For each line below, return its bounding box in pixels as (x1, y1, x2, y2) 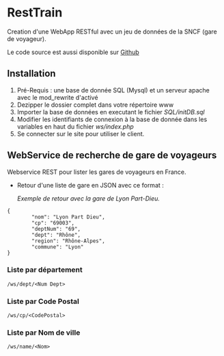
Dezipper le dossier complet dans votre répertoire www (16, 101, 174, 109)
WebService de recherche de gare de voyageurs (7, 149, 217, 162)
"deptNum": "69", (31, 225, 81, 232)
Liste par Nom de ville (7, 328, 81, 338)
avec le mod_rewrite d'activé (16, 93, 98, 101)
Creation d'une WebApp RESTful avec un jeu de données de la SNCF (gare (7, 27, 217, 36)
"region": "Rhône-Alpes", (31, 238, 106, 244)
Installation (7, 68, 56, 79)
